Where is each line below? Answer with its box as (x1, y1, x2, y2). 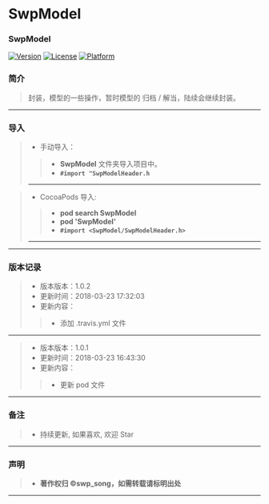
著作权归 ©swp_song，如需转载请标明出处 (39, 478, 182, 488)
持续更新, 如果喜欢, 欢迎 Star (39, 429, 134, 439)
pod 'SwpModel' (59, 217, 116, 227)
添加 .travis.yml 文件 (59, 318, 126, 329)
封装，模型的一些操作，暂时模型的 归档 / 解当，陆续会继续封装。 (27, 93, 240, 103)
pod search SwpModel (59, 208, 137, 218)
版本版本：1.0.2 (39, 281, 91, 291)
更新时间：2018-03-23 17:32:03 (39, 292, 146, 301)
